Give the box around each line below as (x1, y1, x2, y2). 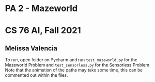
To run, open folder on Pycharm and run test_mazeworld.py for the (5, 57, 138, 63)
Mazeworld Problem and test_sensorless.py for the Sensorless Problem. (5, 62, 151, 68)
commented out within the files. (5, 72, 68, 78)
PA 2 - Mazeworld (5, 3, 78, 14)
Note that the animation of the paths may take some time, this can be (5, 67, 143, 73)
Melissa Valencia (5, 44, 58, 52)
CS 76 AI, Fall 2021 (5, 25, 81, 36)
